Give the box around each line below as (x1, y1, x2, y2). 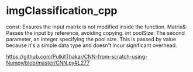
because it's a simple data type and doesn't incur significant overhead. (6, 42, 177, 49)
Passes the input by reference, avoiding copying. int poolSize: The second (6, 29, 185, 36)
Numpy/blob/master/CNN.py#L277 (6, 59, 90, 66)
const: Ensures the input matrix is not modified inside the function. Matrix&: (6, 23, 188, 30)
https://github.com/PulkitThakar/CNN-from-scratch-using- (6, 53, 148, 60)
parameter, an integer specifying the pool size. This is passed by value (6, 35, 177, 42)
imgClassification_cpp (6, 4, 118, 17)
